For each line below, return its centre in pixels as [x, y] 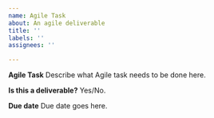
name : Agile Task [37, 16]
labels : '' [26, 38]
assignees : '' [32, 45]
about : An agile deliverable [57, 23]
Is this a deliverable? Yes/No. [57, 90]
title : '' [25, 30]
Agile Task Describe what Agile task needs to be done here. [107, 75]
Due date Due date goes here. [58, 106]
